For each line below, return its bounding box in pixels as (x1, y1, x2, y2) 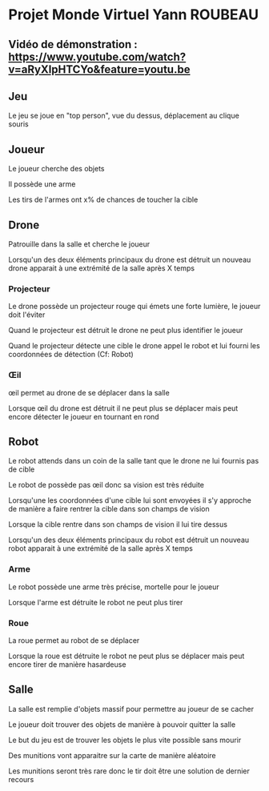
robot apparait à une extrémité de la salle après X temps (8, 544, 194, 553)
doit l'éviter (8, 310, 46, 319)
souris (8, 119, 30, 129)
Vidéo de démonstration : (8, 38, 138, 51)
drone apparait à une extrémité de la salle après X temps (8, 263, 195, 273)
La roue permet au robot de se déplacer (8, 636, 140, 645)
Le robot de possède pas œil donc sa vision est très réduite (8, 480, 205, 490)
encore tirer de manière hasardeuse (8, 660, 126, 669)
